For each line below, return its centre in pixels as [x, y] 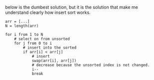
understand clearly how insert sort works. [48, 12]
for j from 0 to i [33, 43]
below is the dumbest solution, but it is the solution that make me [72, 7]
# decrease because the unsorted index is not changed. [91, 65]
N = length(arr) [22, 26]
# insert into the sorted [50, 48]
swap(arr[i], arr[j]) [54, 61]
